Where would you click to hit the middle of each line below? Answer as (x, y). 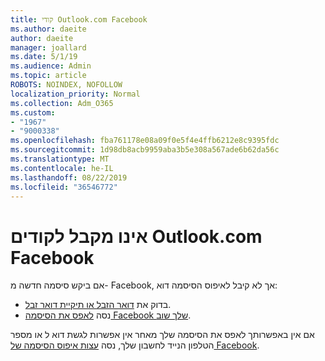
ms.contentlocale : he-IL (62, 168)
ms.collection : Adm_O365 (62, 103)
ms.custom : (33, 112)
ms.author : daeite (48, 29)
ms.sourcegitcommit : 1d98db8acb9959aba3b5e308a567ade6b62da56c (145, 150)
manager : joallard (48, 47)
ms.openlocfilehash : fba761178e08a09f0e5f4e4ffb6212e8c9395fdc (145, 141)
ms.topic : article (48, 76)
